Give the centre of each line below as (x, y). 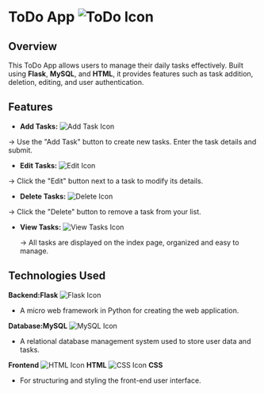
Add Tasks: (38, 126)
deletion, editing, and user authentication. (76, 82)
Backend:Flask (33, 295)
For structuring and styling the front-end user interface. (110, 380)
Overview (33, 46)
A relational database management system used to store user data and (135, 341)
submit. (21, 150)
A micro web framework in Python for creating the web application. (129, 310)
